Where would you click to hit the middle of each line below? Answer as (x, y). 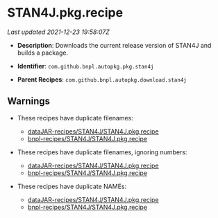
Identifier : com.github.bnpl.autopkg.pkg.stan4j (85, 66)
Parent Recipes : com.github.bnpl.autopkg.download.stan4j (102, 79)
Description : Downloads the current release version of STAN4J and (114, 45)
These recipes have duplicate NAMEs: (72, 186)
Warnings (29, 101)
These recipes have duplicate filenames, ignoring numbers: (102, 152)
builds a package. (43, 53)
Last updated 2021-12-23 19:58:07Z (58, 32)
